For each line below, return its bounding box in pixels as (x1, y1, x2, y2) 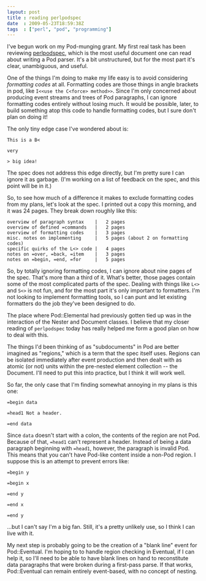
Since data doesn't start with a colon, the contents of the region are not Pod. (7, 431, 200, 439)
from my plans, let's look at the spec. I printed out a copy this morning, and (7, 200, 197, 208)
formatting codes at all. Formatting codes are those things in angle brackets (7, 81, 199, 88)
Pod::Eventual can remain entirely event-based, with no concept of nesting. (7, 568, 198, 575)
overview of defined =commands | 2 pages (7, 224, 125, 230)
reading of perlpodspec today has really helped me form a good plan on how (7, 325, 199, 332)
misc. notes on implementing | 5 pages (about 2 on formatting (7, 235, 189, 241)
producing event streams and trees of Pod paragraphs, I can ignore (7, 94, 177, 101)
